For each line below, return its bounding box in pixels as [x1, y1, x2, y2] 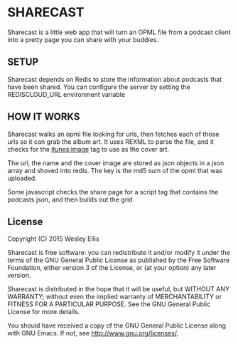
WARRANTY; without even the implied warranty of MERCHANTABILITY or [7, 293, 222, 301]
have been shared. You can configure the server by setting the [7, 83, 190, 91]
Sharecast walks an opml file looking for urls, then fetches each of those [7, 130, 220, 138]
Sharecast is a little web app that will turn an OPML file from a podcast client [7, 28, 231, 36]
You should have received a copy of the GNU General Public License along [7, 321, 226, 330]
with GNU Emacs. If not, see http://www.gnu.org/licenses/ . [7, 329, 179, 338]
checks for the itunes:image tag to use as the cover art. [7, 145, 169, 153]
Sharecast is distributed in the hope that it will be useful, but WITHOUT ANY [7, 285, 229, 293]
